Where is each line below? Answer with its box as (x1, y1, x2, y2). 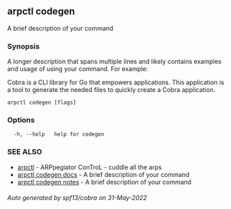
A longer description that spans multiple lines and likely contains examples (7, 57, 222, 65)
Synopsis (7, 41, 40, 51)
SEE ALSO (7, 147, 43, 157)
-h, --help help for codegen (13, 131, 105, 138)
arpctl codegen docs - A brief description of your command (17, 170, 190, 178)
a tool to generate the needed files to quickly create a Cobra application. (7, 86, 216, 94)
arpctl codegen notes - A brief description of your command (17, 178, 192, 186)
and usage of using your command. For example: (7, 65, 149, 73)
